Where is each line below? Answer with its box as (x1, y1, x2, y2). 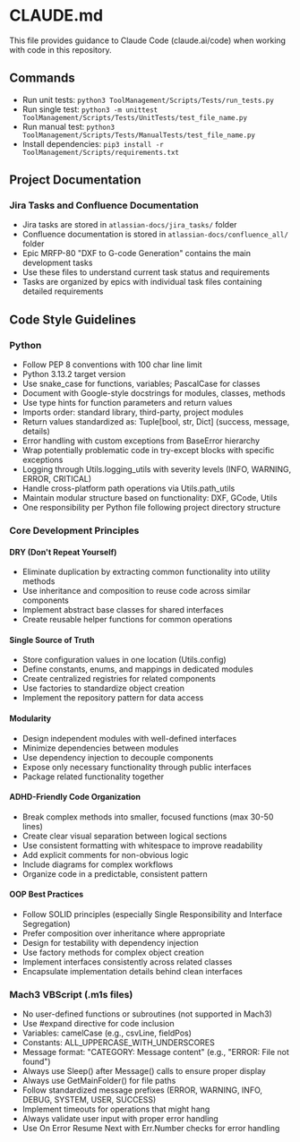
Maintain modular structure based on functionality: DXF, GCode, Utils (21, 493, 278, 503)
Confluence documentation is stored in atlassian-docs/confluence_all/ (21, 229, 289, 240)
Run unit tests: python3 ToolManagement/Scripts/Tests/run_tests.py (21, 94, 275, 105)
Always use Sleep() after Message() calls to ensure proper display (21, 1066, 266, 1077)
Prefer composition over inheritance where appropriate (21, 928, 226, 939)
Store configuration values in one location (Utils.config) (21, 655, 227, 665)
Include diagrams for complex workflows (21, 859, 174, 870)
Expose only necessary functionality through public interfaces (21, 761, 253, 772)
